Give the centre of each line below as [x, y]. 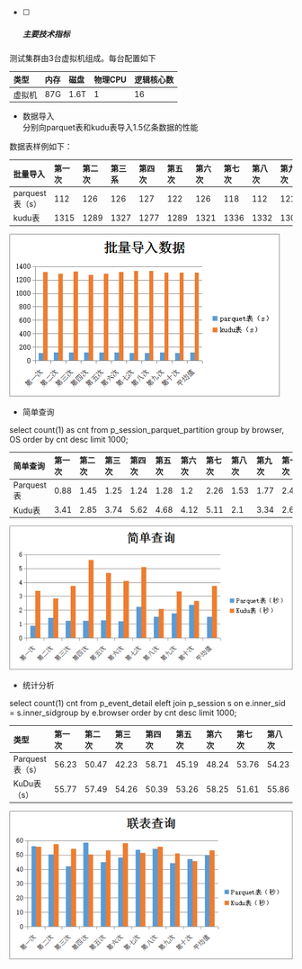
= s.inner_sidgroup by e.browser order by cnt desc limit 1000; [123, 713]
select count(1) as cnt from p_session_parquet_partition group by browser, [147, 429]
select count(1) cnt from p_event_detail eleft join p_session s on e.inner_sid [147, 704]
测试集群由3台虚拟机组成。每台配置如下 [83, 58]
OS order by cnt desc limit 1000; [69, 439]
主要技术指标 [46, 33]
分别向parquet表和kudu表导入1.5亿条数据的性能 [110, 128]
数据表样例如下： [41, 147]
